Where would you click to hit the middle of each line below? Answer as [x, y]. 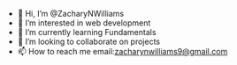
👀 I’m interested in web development [84, 23]
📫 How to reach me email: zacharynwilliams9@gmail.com [122, 51]
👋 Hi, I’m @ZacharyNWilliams [71, 14]
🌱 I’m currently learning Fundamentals [87, 32]
